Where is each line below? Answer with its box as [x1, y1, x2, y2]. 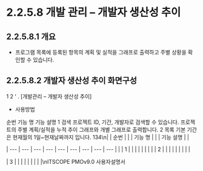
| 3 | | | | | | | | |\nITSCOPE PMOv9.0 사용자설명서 [6, 158, 126, 165]
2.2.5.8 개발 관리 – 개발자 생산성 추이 [6, 5, 181, 19]
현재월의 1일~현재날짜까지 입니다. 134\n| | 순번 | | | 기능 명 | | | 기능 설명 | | [12, 134, 190, 141]
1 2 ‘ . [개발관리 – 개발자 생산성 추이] [6, 92, 92, 100]
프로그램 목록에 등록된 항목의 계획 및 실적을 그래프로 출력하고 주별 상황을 [15, 49, 187, 56]
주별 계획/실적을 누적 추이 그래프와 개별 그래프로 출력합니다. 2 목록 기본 [17, 126, 186, 133]
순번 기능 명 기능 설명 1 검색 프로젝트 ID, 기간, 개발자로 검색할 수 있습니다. [6, 118, 179, 126]
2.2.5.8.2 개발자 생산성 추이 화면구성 [6, 76, 138, 86]
